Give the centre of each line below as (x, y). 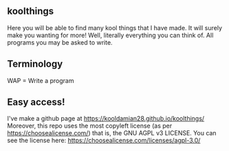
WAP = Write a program (41, 80)
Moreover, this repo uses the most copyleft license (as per (90, 126)
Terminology (35, 64)
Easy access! (36, 102)
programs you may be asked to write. (60, 42)
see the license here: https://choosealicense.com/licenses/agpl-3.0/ (104, 141)
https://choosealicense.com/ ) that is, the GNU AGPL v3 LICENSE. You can (112, 133)
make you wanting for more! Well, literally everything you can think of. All (110, 35)
